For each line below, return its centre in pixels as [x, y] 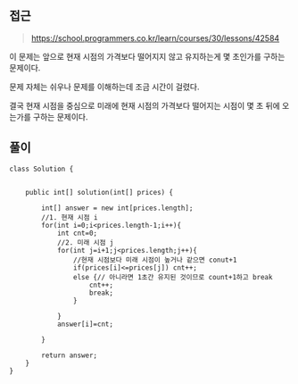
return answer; [70, 355]
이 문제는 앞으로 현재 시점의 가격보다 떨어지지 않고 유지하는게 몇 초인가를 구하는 [147, 56]
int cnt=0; [77, 233]
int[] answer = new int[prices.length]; [117, 208]
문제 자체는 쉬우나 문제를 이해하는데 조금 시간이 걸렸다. [104, 87]
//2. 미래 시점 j [85, 242]
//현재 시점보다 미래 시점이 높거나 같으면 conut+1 [155, 260]
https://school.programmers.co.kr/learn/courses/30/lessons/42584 [155, 38]
